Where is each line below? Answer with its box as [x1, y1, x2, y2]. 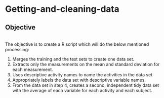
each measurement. [12, 66, 53, 72]
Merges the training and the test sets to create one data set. [12, 56, 134, 62]
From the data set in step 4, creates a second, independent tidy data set [12, 82, 159, 88]
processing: [5, 47, 30, 52]
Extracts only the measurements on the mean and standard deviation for [12, 62, 160, 67]
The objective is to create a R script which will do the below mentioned [5, 41, 149, 47]
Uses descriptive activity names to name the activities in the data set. [12, 72, 154, 77]
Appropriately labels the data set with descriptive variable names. [12, 77, 146, 83]
